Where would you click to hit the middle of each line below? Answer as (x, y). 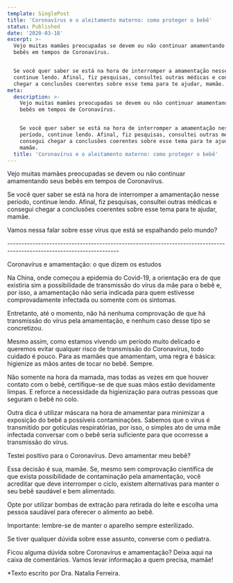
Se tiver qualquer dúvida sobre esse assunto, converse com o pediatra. (109, 539)
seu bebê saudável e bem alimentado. (61, 491)
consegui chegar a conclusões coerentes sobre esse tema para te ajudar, (112, 210)
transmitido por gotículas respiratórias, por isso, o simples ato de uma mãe (114, 428)
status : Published (34, 26)
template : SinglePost (38, 14)
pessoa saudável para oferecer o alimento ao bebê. (81, 512)
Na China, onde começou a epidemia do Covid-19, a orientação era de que (114, 278)
